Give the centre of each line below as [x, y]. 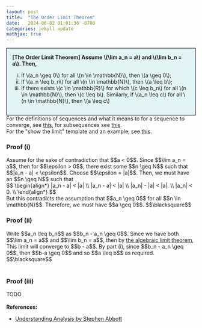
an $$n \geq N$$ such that [40, 179]
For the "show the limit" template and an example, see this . [79, 132]
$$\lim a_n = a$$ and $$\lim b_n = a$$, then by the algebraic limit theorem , [100, 240]
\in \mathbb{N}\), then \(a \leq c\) [69, 101]
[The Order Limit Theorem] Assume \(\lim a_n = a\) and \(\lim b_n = [97, 57]
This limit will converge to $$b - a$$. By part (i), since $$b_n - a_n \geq [95, 246]
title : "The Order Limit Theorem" [51, 17]
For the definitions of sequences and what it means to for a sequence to [96, 119]
